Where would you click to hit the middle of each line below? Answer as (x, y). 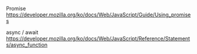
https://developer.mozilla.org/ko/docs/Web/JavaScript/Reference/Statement (98, 38)
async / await (22, 32)
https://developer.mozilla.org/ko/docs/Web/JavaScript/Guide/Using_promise (98, 15)
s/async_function (27, 45)
